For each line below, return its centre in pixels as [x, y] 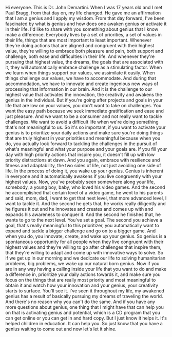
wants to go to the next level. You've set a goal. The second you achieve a [84, 220]
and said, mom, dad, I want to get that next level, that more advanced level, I [86, 198]
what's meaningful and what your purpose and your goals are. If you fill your [86, 149]
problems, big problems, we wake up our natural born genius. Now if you [82, 263]
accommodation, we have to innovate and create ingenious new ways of [82, 84]
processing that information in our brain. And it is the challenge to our [79, 89]
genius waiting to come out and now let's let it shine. [61, 329]
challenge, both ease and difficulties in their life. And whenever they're [80, 56]
